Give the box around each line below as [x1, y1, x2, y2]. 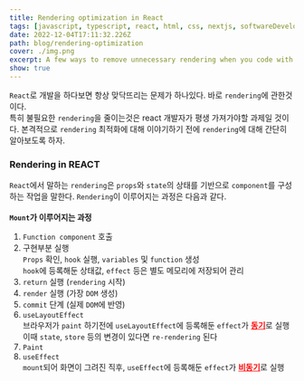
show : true [9, 64, 51, 73]
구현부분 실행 [22, 243, 70, 253]
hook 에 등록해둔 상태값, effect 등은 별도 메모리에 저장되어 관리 [22, 265, 244, 276]
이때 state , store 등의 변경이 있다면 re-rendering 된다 [22, 331, 218, 342]
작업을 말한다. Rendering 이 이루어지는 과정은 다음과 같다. [25, 191, 227, 202]
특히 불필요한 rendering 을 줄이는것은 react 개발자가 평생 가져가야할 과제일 [9, 112, 273, 123]
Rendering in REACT [9, 157, 100, 170]
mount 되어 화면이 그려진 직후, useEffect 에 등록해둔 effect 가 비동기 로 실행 [22, 362, 285, 373]
